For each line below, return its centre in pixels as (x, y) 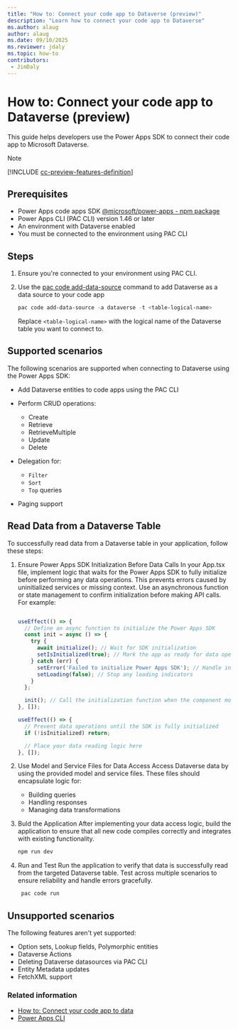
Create (38, 417)
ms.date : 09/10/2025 (38, 41)
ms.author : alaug (33, 27)
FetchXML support (45, 977)
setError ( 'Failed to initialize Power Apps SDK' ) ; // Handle (129, 668)
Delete (38, 447)
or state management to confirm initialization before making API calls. (119, 595)
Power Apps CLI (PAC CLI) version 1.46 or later (86, 219)
